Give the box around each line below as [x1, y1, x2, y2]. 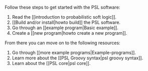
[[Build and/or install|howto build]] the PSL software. [12, 20, 121, 25]
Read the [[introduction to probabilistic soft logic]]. [12, 14, 116, 20]
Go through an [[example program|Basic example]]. [12, 25, 118, 31]
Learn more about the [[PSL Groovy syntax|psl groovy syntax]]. [12, 55, 143, 61]
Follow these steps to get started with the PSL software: [5, 5, 120, 10]
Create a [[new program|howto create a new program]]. [12, 30, 127, 36]
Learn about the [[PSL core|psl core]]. [12, 60, 91, 66]
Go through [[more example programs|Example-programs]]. [12, 50, 136, 55]
